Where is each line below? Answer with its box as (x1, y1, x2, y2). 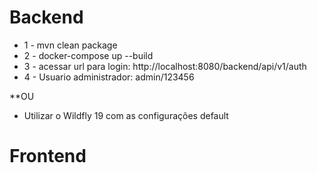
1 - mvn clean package (23, 39, 118, 51)
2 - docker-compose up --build (23, 49, 154, 61)
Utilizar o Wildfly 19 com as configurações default (23, 109, 229, 121)
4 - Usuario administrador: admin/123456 (23, 71, 195, 83)
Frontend (9, 145, 87, 168)
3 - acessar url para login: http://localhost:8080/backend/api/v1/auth (23, 60, 307, 72)
